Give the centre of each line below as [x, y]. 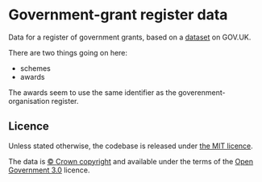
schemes [35, 68]
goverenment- [202, 92]
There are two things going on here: [68, 52]
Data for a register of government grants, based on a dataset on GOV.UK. [130, 37]
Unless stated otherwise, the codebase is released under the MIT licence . [131, 146]
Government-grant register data [118, 15]
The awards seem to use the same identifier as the [93, 92]
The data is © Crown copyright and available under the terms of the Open [131, 161]
